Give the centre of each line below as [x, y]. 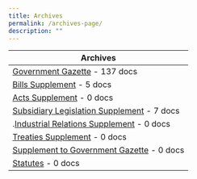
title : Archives [36, 16]
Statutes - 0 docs [46, 164]
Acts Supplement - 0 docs [63, 98]
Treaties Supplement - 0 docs [70, 137]
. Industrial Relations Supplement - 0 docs [92, 124]
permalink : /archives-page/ [56, 23]
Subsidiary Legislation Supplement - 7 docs [96, 111]
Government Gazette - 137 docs [75, 72]
